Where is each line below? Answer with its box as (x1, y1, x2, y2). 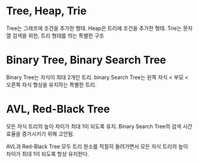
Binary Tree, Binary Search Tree (6, 54, 166, 67)
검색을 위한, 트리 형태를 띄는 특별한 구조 (12, 32, 105, 39)
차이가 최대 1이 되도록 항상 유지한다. (6, 150, 89, 157)
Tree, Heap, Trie (6, 4, 87, 18)
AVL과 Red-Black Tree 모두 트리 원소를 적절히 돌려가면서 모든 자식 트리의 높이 (6, 143, 188, 150)
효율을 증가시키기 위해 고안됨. (6, 130, 75, 137)
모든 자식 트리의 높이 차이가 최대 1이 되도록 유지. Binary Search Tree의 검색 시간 (6, 123, 193, 130)
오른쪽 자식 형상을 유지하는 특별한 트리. (6, 81, 97, 88)
